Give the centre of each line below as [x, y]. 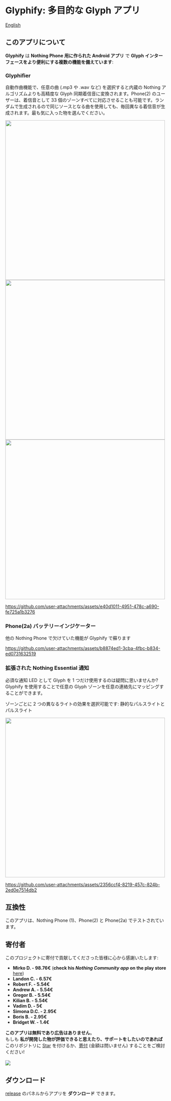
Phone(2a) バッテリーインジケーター [51, 626]
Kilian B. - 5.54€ [30, 1001]
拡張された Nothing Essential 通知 [47, 668]
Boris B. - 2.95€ [30, 1017]
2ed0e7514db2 [21, 890]
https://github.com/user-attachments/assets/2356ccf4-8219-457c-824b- [83, 884]
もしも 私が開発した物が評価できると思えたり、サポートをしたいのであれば [84, 1039]
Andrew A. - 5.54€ [33, 990]
